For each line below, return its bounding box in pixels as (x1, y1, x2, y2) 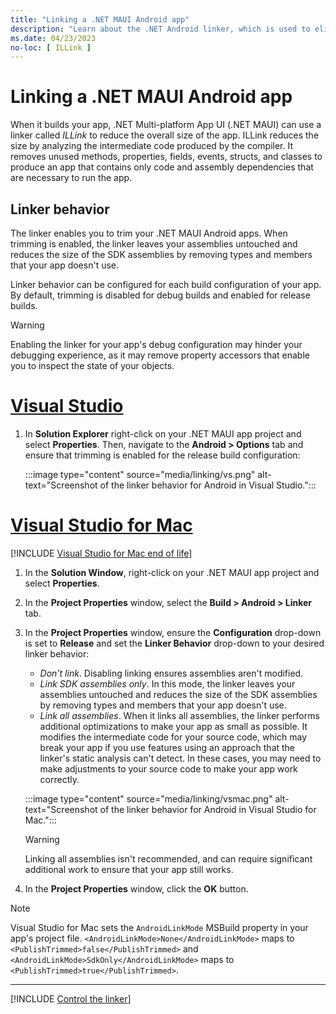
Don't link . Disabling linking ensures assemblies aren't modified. (39, 667, 304, 679)
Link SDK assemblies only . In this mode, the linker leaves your (39, 677, 296, 690)
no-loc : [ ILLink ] (10, 42, 92, 53)
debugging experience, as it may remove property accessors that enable (10, 349, 310, 361)
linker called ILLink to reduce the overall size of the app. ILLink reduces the (10, 129, 320, 141)
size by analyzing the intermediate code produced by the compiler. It (10, 140, 293, 152)
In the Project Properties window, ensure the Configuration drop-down (24, 626, 322, 638)
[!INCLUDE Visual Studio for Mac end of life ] (10, 547, 193, 559)
